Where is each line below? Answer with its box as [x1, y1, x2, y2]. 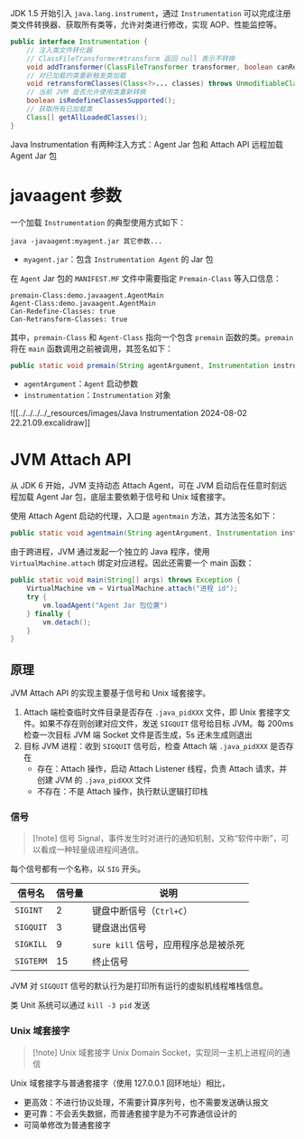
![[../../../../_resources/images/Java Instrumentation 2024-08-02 [10, 408, 247, 419]
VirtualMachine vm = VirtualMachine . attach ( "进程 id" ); [26, 584, 238, 593]
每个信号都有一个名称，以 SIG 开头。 [10, 863, 146, 875]
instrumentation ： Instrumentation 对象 [23, 390, 171, 401]
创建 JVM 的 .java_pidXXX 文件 [36, 774, 152, 785]
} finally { [26, 609, 71, 618]
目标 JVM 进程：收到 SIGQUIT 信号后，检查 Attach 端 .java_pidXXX [23, 741, 269, 752]
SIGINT [14, 906, 43, 916]
